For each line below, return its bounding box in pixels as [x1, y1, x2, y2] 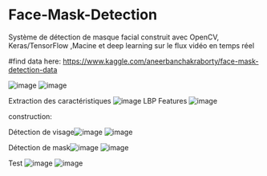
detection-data [8, 64, 58, 74]
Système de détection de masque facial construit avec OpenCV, [8, 32, 220, 42]
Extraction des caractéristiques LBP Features [8, 96, 188, 105]
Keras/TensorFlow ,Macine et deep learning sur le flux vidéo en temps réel [8, 40, 255, 50]
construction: [8, 111, 52, 121]
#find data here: [8, 56, 62, 66]
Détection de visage [8, 127, 75, 137]
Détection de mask [8, 142, 71, 152]
